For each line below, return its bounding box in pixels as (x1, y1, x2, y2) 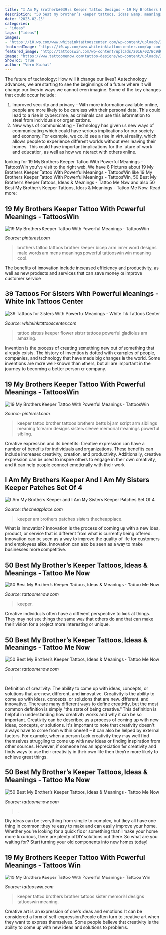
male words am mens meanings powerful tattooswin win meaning (17, 250, 151, 256)
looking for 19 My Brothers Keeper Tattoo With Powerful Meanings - (5, 159, 143, 165)
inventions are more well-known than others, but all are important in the (5, 360, 151, 366)
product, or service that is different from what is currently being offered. (5, 531, 152, 537)
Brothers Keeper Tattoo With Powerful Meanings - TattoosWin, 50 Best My (5, 175, 157, 180)
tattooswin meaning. (17, 898, 59, 905)
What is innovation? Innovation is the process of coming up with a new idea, (5, 526, 160, 531)
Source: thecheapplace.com (5, 506, 63, 512)
